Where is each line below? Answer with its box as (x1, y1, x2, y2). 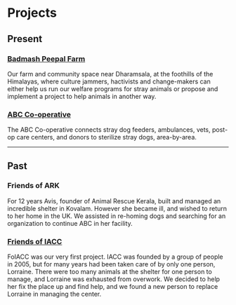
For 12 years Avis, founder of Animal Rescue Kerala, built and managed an (7, 196, 221, 205)
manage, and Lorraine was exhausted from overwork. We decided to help (7, 275, 220, 283)
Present (7, 33, 43, 45)
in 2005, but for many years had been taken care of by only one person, (7, 260, 216, 269)
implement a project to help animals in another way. (7, 92, 157, 100)
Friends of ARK (7, 181, 60, 191)
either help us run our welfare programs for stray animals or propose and (7, 84, 218, 93)
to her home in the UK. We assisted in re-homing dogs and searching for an (7, 212, 226, 220)
